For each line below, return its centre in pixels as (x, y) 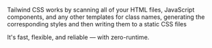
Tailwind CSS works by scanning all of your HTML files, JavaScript (101, 10)
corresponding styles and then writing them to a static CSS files (97, 24)
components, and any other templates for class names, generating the (106, 17)
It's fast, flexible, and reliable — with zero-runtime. (78, 37)
